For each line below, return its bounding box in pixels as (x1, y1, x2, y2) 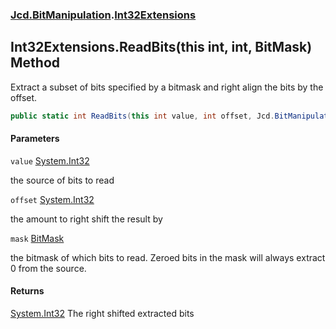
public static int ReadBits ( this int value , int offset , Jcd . (10, 111, 275, 121)
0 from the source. (10, 262, 87, 274)
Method (10, 54, 61, 72)
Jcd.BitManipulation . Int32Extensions (10, 8, 197, 22)
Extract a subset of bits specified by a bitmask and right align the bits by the (10, 81, 324, 93)
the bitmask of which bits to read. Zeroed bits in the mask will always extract (10, 251, 326, 263)
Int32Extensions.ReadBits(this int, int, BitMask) (10, 39, 313, 56)
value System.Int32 (10, 154, 90, 167)
